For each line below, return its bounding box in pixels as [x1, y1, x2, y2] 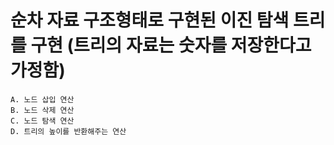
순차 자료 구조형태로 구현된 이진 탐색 [10, 9, 290, 32]
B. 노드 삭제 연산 [10, 105, 75, 115]
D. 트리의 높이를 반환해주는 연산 [10, 126, 127, 136]
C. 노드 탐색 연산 [10, 116, 75, 126]
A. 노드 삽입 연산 [10, 94, 75, 105]
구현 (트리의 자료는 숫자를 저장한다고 [30, 34, 312, 57]
